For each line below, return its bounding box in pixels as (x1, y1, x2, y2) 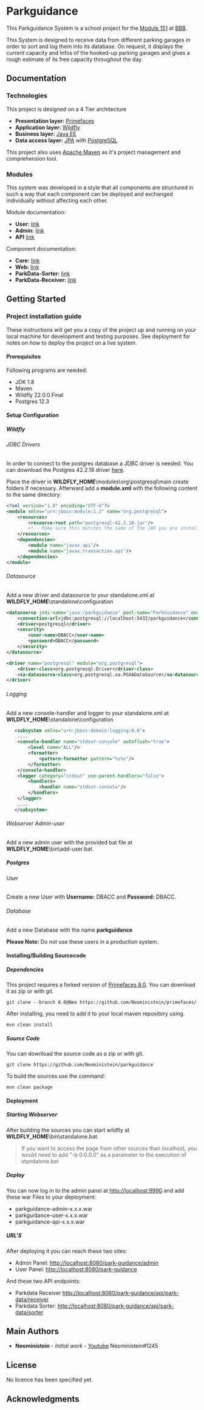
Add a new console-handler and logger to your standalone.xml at (6, 709, 169, 717)
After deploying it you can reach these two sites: (6, 1247, 127, 1255)
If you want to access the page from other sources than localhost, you (21, 1145, 197, 1152)
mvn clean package (6, 1084, 53, 1090)
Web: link (15, 263, 39, 270)
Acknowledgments (6, 1394, 80, 1404)
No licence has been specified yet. (6, 1376, 93, 1383)
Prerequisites (6, 353, 41, 360)
